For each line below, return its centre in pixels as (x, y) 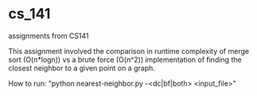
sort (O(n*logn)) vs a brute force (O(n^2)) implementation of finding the (125, 60)
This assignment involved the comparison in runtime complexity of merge (128, 51)
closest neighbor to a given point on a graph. (82, 67)
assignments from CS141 (49, 36)
